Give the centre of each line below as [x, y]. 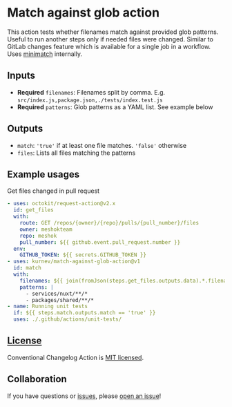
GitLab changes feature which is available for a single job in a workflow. [109, 46]
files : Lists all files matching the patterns [76, 153]
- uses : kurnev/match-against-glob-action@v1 [74, 262]
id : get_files [33, 210]
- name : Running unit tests [48, 306]
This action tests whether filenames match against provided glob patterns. [113, 32]
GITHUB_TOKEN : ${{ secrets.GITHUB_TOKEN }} [83, 255]
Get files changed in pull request [54, 191]
